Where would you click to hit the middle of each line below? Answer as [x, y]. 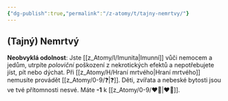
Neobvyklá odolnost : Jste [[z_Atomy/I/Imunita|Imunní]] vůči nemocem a [110, 58]
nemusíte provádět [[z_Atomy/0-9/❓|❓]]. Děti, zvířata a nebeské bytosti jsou [114, 80]
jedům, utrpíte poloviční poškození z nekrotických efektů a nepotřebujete [111, 65]
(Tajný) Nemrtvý [43, 42]
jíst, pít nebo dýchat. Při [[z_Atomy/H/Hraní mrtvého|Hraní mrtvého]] [104, 72]
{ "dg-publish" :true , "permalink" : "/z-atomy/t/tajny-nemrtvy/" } [98, 13]
